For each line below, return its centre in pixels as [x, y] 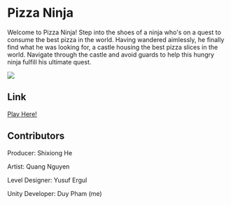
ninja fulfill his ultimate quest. [49, 62]
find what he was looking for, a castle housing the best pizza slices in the [113, 47]
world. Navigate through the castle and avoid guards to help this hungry [111, 55]
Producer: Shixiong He [40, 153]
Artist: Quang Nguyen [38, 167]
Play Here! [22, 114]
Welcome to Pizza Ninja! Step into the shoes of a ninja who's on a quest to [114, 32]
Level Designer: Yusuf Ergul [47, 180]
